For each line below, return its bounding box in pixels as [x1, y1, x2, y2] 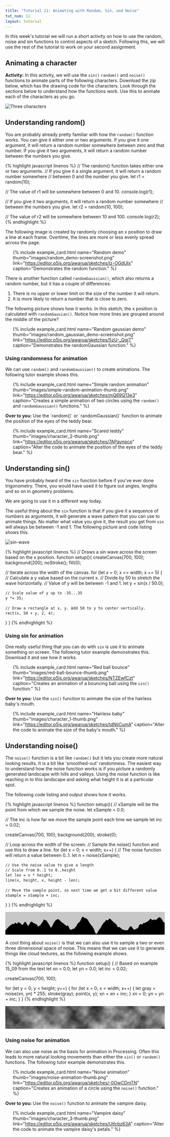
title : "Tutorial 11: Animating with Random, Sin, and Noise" [5, 8, 139, 13]
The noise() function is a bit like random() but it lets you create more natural [5, 755, 163, 761]
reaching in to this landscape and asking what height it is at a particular [5, 777, 154, 783]
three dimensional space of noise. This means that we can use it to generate [5, 945, 164, 951]
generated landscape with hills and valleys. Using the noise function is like [5, 771, 160, 777]
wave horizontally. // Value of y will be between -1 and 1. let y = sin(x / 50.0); [5, 580, 164, 586]
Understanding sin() [5, 464, 70, 473]
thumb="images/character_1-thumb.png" [12, 716, 98, 722]
